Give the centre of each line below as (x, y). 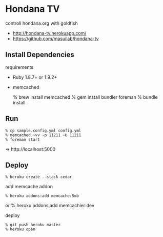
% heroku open (21, 229)
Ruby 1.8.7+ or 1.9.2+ (35, 77)
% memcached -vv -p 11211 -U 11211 (43, 135)
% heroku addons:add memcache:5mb (42, 196)
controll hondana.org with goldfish (42, 23)
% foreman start (23, 139)
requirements (19, 67)
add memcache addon (29, 187)
